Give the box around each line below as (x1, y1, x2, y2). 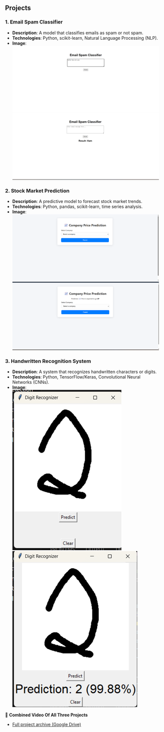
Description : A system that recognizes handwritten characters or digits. (12, 369, 157, 375)
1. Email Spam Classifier (5, 19, 63, 25)
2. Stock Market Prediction (5, 187, 70, 194)
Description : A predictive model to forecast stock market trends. (12, 199, 143, 204)
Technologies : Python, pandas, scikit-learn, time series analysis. (12, 203, 143, 210)
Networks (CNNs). (12, 379, 50, 385)
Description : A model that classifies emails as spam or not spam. (12, 29, 143, 36)
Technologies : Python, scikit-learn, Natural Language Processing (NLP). (12, 35, 158, 41)
